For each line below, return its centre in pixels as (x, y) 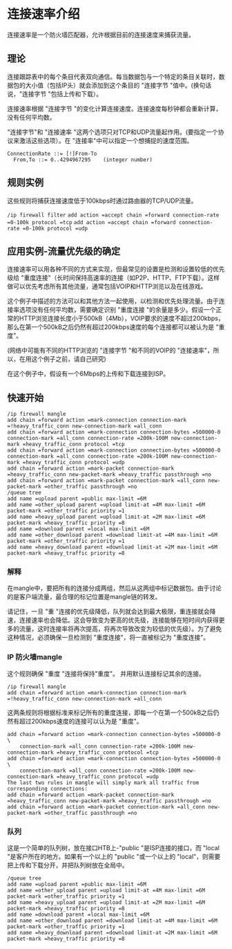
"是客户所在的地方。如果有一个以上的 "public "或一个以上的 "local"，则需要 (114, 857)
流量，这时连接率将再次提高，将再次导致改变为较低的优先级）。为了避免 (120, 629)
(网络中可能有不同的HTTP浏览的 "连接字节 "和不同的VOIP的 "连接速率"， (110, 351)
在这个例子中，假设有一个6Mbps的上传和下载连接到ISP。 (88, 374)
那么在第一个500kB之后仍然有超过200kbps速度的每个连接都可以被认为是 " (113, 327)
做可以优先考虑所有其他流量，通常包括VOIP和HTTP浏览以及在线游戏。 (107, 286)
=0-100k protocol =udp (55, 228)
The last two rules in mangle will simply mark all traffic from (103, 782)
